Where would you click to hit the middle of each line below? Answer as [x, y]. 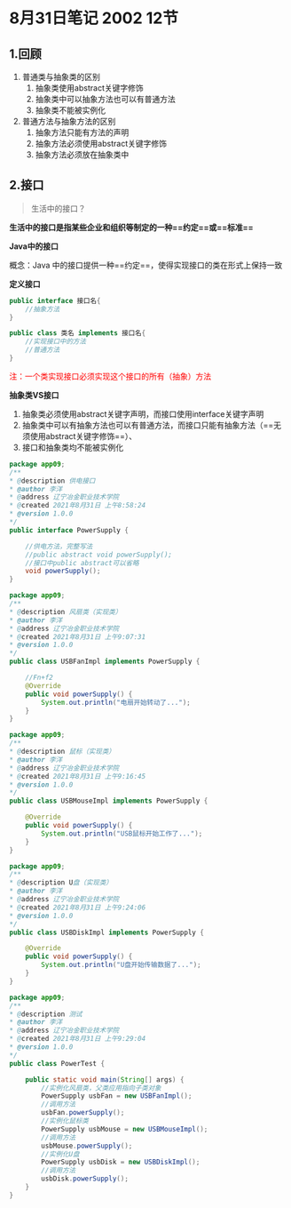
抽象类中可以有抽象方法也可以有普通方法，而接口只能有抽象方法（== [148, 425]
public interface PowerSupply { [69, 530]
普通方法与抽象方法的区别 [69, 121]
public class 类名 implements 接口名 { [78, 333]
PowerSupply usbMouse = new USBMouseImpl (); [125, 1129]
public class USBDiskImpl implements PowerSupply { [106, 932]
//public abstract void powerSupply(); [99, 555]
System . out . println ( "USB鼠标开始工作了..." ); [122, 833]
